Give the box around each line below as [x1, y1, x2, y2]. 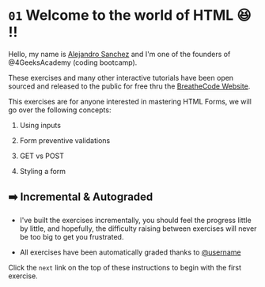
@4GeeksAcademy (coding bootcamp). [8, 58, 138, 67]
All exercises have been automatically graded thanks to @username [19, 247, 241, 257]
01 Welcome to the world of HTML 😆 [8, 6, 252, 25]
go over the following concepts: [8, 105, 112, 115]
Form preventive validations [19, 135, 111, 145]
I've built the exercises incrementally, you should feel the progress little [19, 215, 252, 225]
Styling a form [19, 166, 66, 176]
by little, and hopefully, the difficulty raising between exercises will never [19, 224, 257, 233]
